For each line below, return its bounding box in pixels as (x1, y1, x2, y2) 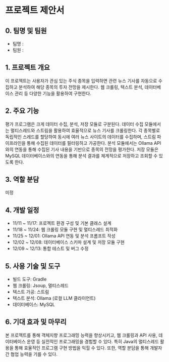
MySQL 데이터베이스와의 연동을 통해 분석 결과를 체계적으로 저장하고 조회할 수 (5, 152, 158, 158)
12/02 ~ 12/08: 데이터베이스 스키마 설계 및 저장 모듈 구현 (12, 239, 125, 246)
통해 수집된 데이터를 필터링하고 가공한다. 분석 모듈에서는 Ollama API (27, 140, 161, 146)
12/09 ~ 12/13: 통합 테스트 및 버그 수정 (12, 246, 89, 252)
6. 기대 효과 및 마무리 (5, 317, 67, 327)
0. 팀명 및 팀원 (5, 26, 47, 35)
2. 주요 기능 (5, 107, 39, 115)
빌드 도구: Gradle (12, 276, 47, 283)
